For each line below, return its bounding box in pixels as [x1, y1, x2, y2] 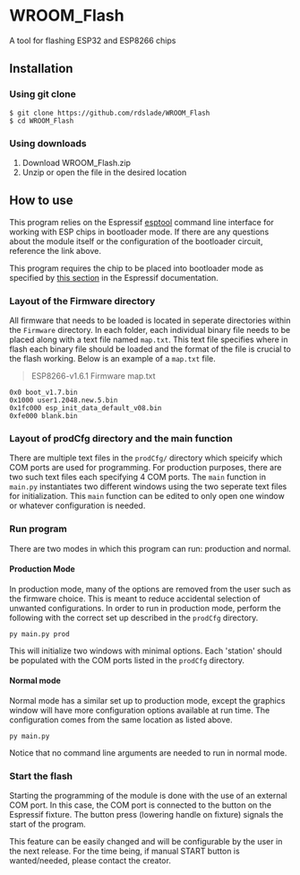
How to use [9, 193, 73, 208]
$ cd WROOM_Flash [9, 116, 74, 126]
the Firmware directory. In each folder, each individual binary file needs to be [9, 325, 291, 336]
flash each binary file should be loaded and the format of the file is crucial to [9, 344, 291, 354]
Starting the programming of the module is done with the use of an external [9, 791, 288, 801]
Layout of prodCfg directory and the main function [9, 432, 233, 444]
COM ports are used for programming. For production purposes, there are [9, 462, 282, 473]
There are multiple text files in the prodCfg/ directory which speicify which [9, 452, 283, 463]
